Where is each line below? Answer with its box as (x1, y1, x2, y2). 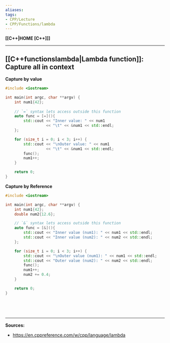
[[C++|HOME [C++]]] (5, 35, 51, 41)
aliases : (5, 7, 24, 13)
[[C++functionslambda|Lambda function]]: (5, 55, 144, 63)
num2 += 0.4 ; (23, 272, 51, 277)
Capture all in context (5, 63, 74, 71)
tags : (5, 12, 17, 17)
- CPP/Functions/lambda (5, 21, 56, 27)
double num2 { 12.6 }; (14, 212, 56, 217)
